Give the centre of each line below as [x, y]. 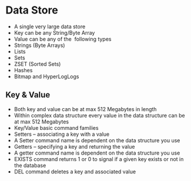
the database [30, 165]
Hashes [23, 70]
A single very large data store [50, 26]
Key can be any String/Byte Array [54, 32]
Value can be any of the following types [63, 39]
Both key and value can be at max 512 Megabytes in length [85, 109]
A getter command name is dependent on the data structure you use [97, 153]
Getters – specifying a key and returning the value [74, 146]
